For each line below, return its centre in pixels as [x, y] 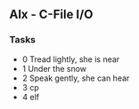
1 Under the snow [54, 68]
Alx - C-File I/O [51, 15]
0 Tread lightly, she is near [71, 59]
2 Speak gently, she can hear [76, 78]
